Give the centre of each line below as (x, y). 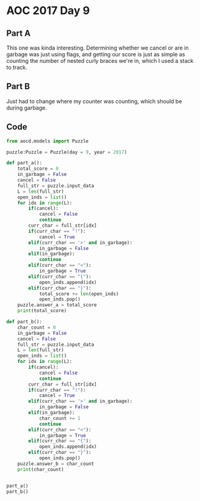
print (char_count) (41, 469)
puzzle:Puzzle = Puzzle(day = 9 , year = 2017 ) (67, 152)
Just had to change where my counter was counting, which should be (94, 101)
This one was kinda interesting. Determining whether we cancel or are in (98, 48)
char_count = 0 (37, 327)
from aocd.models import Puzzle (47, 141)
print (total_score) (42, 311)
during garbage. (27, 108)
